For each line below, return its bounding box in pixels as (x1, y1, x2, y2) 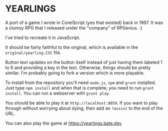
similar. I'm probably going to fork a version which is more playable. (5, 69, 145, 75)
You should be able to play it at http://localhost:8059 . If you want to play (5, 99, 158, 105)
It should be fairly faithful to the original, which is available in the (5, 44, 138, 50)
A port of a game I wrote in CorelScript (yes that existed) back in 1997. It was (5, 19, 163, 25)
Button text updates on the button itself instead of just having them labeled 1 (5, 59, 163, 65)
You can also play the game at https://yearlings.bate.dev (5, 120, 122, 126)
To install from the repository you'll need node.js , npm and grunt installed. (5, 79, 156, 85)
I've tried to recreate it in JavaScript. (5, 34, 81, 40)
